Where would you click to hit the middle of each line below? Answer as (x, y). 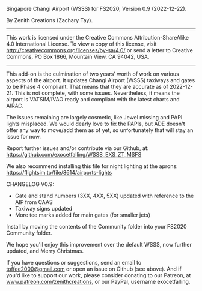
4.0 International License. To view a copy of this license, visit (81, 44)
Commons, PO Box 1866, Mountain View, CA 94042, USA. (78, 57)
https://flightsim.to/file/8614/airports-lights (59, 172)
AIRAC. (15, 106)
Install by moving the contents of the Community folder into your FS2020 (97, 226)
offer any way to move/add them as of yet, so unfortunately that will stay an (100, 130)
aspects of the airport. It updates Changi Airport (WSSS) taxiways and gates (101, 80)
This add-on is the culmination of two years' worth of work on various (93, 74)
